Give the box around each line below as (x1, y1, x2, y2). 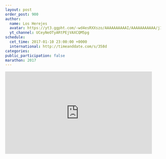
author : (5, 16, 21, 21)
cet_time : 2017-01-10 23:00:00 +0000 (9, 40, 87, 44)
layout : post (5, 7, 32, 12)
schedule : (5, 35, 26, 40)
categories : (5, 48, 30, 53)
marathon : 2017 (5, 58, 37, 63)
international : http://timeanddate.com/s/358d (9, 44, 107, 49)
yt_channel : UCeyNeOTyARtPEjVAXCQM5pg (9, 30, 90, 35)
